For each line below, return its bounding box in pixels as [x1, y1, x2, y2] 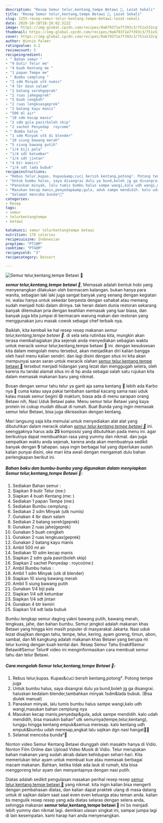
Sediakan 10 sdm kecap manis [12, 549, 73, 555]
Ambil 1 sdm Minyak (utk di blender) [12, 570, 84, 576]
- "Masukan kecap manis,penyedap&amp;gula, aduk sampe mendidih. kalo [5, 187, 151, 192]
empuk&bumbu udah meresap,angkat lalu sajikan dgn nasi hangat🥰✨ [12, 726, 149, 732]
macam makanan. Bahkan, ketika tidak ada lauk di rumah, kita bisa [5, 762, 138, 768]
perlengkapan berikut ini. [5, 454, 56, 460]
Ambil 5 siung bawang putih [12, 581, 68, 586]
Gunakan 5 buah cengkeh [12, 529, 64, 535]
